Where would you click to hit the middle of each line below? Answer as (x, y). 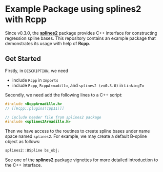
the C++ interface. (24, 165)
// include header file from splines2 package (53, 117)
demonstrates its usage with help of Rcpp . (48, 43)
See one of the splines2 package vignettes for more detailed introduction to (81, 160)
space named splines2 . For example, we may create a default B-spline (76, 136)
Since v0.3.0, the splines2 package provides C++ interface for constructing (81, 33)
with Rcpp (26, 19)
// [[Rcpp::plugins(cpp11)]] (35, 108)
